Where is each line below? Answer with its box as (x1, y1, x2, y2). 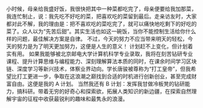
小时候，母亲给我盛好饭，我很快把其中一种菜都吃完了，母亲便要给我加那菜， (6, 5, 197, 12)
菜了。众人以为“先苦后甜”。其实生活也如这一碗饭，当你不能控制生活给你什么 (6, 28, 196, 35)
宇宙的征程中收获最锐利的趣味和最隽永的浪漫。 (11, 95, 128, 102)
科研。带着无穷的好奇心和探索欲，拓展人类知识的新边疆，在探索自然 (22, 88, 192, 95)
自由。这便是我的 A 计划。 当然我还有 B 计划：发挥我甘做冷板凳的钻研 (11, 80, 185, 87)
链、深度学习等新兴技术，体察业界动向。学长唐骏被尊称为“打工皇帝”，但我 (6, 65, 192, 72)
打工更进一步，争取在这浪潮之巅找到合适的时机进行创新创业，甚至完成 (16, 73, 192, 80)
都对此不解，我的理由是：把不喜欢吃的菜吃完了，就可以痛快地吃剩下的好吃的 (6, 20, 197, 27)
